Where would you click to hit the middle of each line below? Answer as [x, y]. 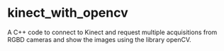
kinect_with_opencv [68, 13]
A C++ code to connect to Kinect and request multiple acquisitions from [112, 32]
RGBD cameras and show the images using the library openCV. [99, 39]
